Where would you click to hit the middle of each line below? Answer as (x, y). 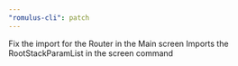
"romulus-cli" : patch (49, 18)
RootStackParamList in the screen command (91, 53)
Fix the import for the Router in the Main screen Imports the (119, 43)
